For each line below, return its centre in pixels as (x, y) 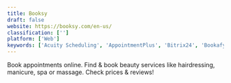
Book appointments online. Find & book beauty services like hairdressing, (111, 65)
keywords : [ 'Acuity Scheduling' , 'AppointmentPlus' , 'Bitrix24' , (102, 45)
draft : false (26, 20)
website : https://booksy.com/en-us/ (59, 26)
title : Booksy (27, 13)
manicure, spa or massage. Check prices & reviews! (81, 72)
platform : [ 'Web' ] (33, 39)
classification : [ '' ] (38, 33)
